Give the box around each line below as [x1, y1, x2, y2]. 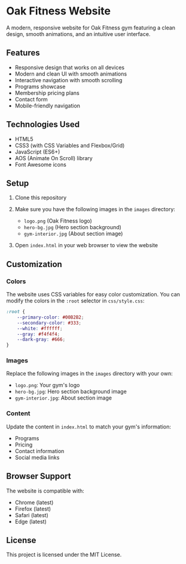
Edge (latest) [14, 518, 47, 525]
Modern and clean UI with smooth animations [14, 70, 127, 77]
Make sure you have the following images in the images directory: [14, 206, 175, 213]
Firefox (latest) [14, 505, 51, 512]
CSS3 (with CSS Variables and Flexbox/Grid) [14, 142, 125, 149]
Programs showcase [14, 83, 66, 90]
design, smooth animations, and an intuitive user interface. [6, 30, 151, 37]
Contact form [14, 95, 48, 103]
